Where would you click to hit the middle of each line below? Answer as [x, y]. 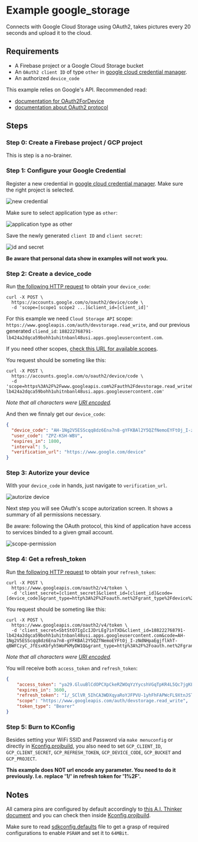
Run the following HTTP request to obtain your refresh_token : [81, 572]
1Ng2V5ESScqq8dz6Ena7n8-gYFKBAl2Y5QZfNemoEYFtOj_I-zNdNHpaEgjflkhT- [92, 640]
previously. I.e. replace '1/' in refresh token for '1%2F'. [74, 777]
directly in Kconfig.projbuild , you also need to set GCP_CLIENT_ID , [84, 746]
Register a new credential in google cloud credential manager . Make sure [95, 183]
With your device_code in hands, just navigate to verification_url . [87, 486]
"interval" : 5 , [30, 447]
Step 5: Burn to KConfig [41, 727]
